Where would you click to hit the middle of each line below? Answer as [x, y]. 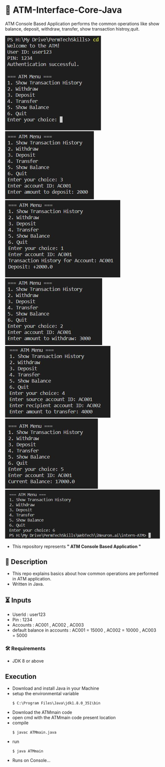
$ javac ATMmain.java [34, 733]
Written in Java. [28, 584]
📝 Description [26, 561]
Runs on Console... [31, 761]
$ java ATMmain [28, 751]
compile [20, 723]
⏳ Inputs [18, 600]
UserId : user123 [29, 614]
